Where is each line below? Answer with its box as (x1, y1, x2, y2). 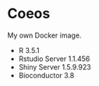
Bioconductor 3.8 (18, 70, 75, 80)
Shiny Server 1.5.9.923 (18, 62, 91, 71)
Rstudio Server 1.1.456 (18, 54, 90, 63)
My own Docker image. (7, 30, 82, 40)
